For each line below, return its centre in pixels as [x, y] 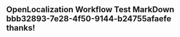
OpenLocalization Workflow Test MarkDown [90, 10]
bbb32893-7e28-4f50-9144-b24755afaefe [89, 19]
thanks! [21, 28]
